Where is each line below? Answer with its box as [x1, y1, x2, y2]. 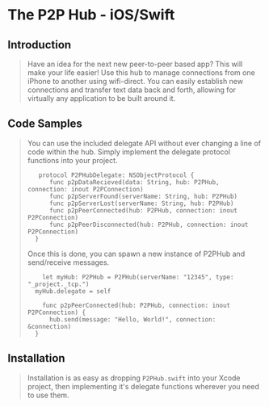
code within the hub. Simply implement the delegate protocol [27, 147, 231, 157]
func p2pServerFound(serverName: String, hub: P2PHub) [48, 192, 238, 200]
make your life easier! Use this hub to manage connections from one [27, 68, 255, 78]
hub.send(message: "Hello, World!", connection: [48, 315, 216, 324]
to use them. [27, 390, 69, 400]
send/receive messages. [27, 257, 110, 267]
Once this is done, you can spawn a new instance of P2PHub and [27, 249, 246, 258]
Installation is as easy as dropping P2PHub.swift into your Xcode [27, 373, 241, 383]
